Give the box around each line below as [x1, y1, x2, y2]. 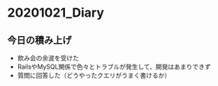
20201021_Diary [7, 5, 105, 21]
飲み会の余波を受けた [17, 54, 79, 62]
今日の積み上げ [7, 34, 72, 46]
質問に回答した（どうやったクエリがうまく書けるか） [17, 71, 171, 79]
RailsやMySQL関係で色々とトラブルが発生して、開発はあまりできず [17, 62, 211, 71]
